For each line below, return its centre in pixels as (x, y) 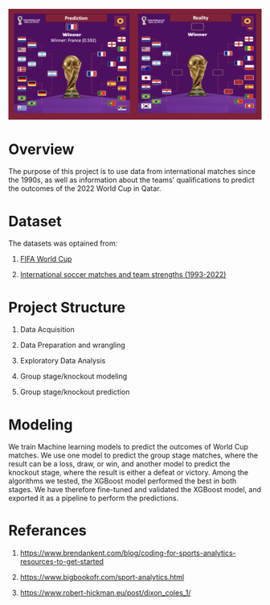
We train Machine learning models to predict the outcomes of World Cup (129, 447)
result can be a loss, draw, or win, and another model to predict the (119, 464)
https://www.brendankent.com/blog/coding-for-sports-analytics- (128, 553)
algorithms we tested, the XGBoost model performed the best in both (123, 481)
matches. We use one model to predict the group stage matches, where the (133, 455)
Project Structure (67, 307)
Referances (47, 530)
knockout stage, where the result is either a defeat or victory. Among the (129, 473)
